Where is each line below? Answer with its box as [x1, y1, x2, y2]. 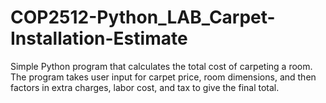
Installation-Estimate [10, 27, 188, 50]
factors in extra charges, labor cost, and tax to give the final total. [10, 81, 280, 93]
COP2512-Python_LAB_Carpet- [10, 6, 276, 29]
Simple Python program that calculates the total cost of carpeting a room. [10, 60, 313, 72]
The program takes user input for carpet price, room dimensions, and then [10, 71, 317, 83]
